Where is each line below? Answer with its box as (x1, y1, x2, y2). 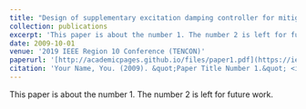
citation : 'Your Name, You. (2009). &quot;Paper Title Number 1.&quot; (9, 64, 287, 74)
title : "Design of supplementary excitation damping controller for (9, 13, 275, 23)
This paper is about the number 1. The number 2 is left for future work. (9, 88, 274, 100)
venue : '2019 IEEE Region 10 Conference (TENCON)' (9, 47, 206, 56)
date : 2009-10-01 (9, 38, 76, 48)
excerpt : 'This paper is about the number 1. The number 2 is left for (9, 30, 287, 39)
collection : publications (9, 22, 107, 31)
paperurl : (9, 55, 47, 64)
